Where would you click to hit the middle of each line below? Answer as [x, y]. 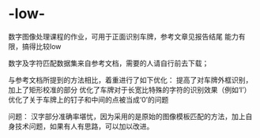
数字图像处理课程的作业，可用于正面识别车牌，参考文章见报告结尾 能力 [123, 36]
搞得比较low [41, 46]
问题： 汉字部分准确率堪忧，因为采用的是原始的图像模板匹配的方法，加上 [127, 116]
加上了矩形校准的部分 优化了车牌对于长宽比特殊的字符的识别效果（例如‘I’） [130, 90]
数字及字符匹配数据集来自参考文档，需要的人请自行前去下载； [109, 63]
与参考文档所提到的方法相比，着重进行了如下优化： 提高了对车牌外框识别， [130, 80]
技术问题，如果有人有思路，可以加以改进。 [84, 126]
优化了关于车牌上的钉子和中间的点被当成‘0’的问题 [89, 99]
